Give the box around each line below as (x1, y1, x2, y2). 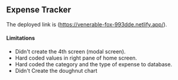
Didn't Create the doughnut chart (14, 67, 98, 75)
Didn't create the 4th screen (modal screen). (14, 48, 126, 55)
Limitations (6, 34, 35, 42)
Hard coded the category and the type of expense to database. (14, 61, 173, 68)
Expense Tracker (6, 5, 71, 15)
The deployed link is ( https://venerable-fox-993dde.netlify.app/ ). (6, 20, 167, 28)
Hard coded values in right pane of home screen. (14, 54, 138, 62)
